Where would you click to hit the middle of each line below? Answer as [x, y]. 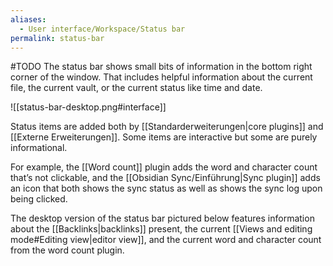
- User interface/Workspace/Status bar [102, 29]
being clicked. [39, 199]
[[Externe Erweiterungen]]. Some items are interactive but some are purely [164, 137]
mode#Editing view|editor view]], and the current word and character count [166, 240]
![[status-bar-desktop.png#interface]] [88, 107]
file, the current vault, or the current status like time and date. [136, 88]
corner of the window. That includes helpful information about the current [161, 77]
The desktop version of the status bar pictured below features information [162, 218]
